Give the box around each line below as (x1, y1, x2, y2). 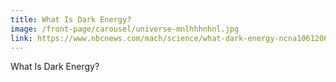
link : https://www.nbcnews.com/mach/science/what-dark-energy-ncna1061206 (10, 33, 329, 43)
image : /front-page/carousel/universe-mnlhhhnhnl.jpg (10, 24, 240, 34)
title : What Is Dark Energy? (10, 14, 132, 25)
